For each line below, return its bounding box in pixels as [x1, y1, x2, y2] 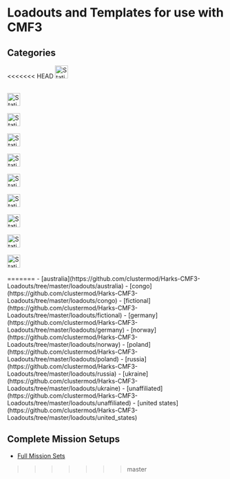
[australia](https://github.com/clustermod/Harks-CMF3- [41, 275, 201, 283]
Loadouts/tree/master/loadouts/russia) [7, 370, 117, 378]
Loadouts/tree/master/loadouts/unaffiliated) [7, 399, 132, 407]
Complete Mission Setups [7, 434, 121, 445]
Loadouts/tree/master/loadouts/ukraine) [7, 384, 121, 392]
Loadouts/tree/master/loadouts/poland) [7, 355, 119, 363]
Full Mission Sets [17, 451, 65, 460]
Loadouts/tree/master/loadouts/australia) [7, 282, 124, 290]
